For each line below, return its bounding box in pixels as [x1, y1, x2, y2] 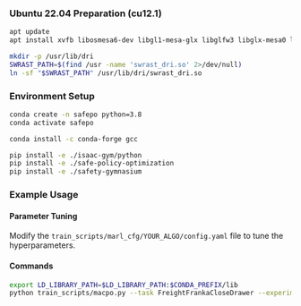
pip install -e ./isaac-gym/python [9, 150, 142, 159]
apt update [9, 28, 50, 37]
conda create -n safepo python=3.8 [9, 110, 142, 119]
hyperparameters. [9, 240, 76, 251]
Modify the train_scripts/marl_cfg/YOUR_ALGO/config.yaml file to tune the [9, 231, 284, 242]
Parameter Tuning [9, 210, 78, 221]
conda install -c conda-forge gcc [9, 134, 139, 143]
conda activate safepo [9, 118, 94, 127]
